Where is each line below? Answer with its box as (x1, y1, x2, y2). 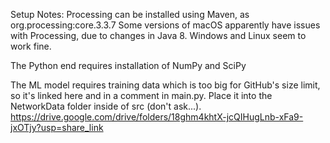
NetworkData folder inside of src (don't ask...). (10, 100, 202, 112)
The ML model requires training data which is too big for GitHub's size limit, (10, 79, 321, 91)
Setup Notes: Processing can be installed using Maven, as (10, 9, 250, 20)
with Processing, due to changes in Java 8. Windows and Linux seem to (10, 30, 307, 41)
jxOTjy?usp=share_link (10, 122, 104, 133)
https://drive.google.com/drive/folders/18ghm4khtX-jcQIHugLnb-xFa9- (10, 111, 304, 123)
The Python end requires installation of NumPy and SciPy (10, 60, 247, 71)
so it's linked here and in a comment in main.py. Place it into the (10, 90, 273, 101)
